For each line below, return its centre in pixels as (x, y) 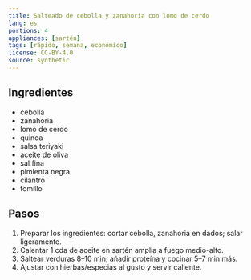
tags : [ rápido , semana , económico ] (68, 46)
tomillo (31, 188)
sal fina (32, 163)
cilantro (32, 180)
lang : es (23, 23)
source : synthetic (39, 61)
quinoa (31, 138)
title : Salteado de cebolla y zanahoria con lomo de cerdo (109, 16)
